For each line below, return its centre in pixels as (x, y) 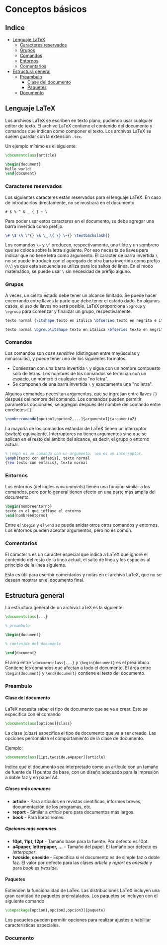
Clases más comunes (28, 789)
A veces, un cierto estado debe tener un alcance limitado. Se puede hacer (81, 295)
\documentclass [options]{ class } (39, 723)
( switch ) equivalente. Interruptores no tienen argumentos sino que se (76, 434)
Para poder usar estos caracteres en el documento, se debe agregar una (80, 221)
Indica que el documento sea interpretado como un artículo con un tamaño (82, 767)
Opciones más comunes (31, 829)
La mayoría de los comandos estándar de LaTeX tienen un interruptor (76, 428)
